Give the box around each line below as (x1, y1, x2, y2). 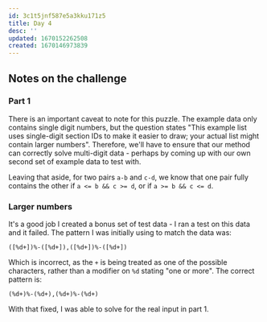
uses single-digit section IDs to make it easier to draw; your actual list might (8, 130, 260, 141)
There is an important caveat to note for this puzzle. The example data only (8, 114, 257, 123)
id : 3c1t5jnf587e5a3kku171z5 (8, 11, 106, 20)
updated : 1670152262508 (8, 34, 88, 43)
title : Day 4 (8, 19, 52, 27)
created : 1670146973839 (8, 42, 88, 50)
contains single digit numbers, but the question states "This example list (8, 122, 248, 132)
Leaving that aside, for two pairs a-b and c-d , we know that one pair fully (8, 172, 249, 182)
